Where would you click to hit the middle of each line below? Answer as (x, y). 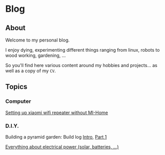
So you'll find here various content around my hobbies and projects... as (81, 65)
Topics (16, 87)
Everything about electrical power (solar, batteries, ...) (62, 147)
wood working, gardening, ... (36, 55)
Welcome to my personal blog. (38, 40)
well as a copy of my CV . (31, 71)
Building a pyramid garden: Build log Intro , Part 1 (56, 137)
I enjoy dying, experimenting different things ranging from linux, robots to (82, 50)
